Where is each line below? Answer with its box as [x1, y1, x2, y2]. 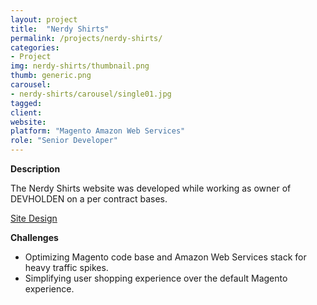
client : [10, 107, 43, 118]
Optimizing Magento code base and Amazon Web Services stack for [24, 251, 307, 263]
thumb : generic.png [10, 71, 92, 81]
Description [10, 163, 61, 175]
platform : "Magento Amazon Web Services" [10, 126, 186, 136]
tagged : [10, 98, 43, 108]
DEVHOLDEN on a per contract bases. [10, 193, 168, 205]
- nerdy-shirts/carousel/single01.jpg [10, 89, 172, 99]
